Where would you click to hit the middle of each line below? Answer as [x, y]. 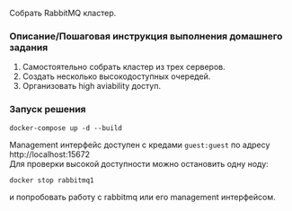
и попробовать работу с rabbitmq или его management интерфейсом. [142, 197]
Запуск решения [48, 110]
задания [29, 47]
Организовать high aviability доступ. [92, 86]
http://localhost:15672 [50, 154]
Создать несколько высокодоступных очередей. [116, 76]
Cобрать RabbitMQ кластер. [63, 13]
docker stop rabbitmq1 [52, 180]
